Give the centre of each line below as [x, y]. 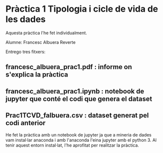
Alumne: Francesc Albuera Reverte [41, 42]
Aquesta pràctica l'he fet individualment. [46, 33]
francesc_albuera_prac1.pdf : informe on [69, 67]
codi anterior [26, 123]
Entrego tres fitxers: [25, 52]
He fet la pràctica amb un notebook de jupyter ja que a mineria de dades [79, 134]
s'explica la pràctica [37, 75]
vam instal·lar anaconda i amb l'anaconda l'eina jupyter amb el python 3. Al [81, 140]
